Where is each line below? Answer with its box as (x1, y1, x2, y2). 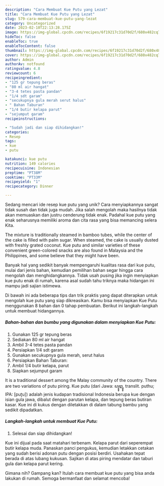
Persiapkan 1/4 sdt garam (12, 347, 64, 353)
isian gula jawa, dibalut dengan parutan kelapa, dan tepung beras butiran (5, 397, 152, 402)
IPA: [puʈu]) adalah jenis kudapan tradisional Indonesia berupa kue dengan (5, 391, 155, 397)
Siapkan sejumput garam (12, 368, 62, 374)
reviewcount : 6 (5, 71, 36, 76)
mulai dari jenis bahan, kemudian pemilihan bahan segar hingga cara (5, 267, 143, 273)
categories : (5, 130, 29, 134)
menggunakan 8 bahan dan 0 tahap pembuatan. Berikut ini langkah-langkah (5, 303, 158, 309)
